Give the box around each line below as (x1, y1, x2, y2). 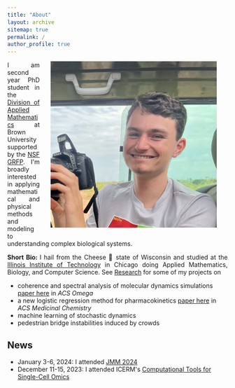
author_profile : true (7, 41, 71, 48)
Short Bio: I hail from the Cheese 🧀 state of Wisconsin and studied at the (7, 253, 228, 262)
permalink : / (7, 34, 45, 41)
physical (7, 202, 31, 211)
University (7, 135, 37, 144)
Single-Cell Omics (17, 372, 70, 381)
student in (7, 83, 40, 92)
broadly (7, 165, 29, 174)
